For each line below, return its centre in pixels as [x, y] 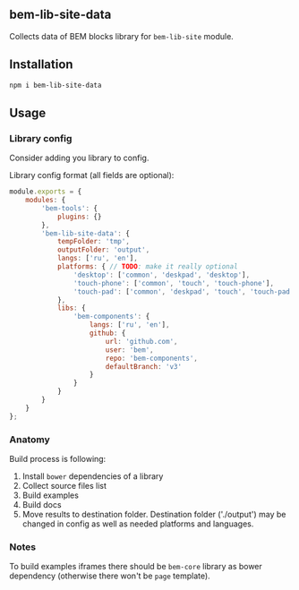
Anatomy [30, 440]
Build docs [42, 504]
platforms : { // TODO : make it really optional [148, 267]
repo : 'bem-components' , [152, 358]
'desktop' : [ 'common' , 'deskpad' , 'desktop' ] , [162, 275]
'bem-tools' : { [70, 208]
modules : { [46, 201]
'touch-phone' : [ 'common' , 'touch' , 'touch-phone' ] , [174, 283]
